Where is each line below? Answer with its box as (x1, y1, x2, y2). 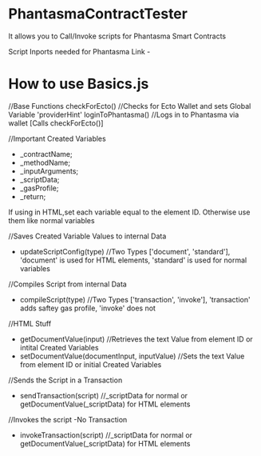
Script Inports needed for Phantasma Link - (8, 46, 151, 56)
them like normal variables (8, 215, 95, 225)
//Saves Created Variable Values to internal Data (8, 231, 167, 241)
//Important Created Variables (8, 134, 106, 143)
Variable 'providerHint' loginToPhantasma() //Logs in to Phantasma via (8, 110, 239, 119)
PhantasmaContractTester (8, 5, 188, 23)
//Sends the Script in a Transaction (8, 375, 123, 385)
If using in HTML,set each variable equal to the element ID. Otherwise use (8, 207, 251, 217)
